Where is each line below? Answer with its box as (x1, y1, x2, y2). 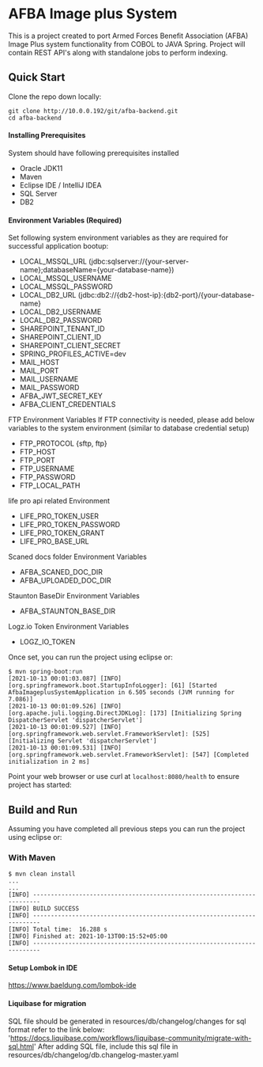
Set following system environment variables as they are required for (8, 233, 229, 242)
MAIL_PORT (19, 366, 59, 376)
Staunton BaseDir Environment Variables (8, 591, 141, 601)
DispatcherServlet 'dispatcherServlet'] (8, 716, 144, 724)
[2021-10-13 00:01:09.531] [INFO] (8, 744, 122, 752)
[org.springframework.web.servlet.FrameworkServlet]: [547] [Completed (8, 751, 249, 759)
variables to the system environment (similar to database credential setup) (8, 423, 250, 433)
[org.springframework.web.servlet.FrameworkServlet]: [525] (8, 730, 211, 739)
